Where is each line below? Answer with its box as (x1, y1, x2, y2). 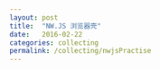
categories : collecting (9, 38, 99, 47)
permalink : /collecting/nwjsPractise (9, 47, 152, 56)
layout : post (9, 13, 59, 22)
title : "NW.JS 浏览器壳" (9, 22, 102, 30)
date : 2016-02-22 (9, 30, 83, 39)
